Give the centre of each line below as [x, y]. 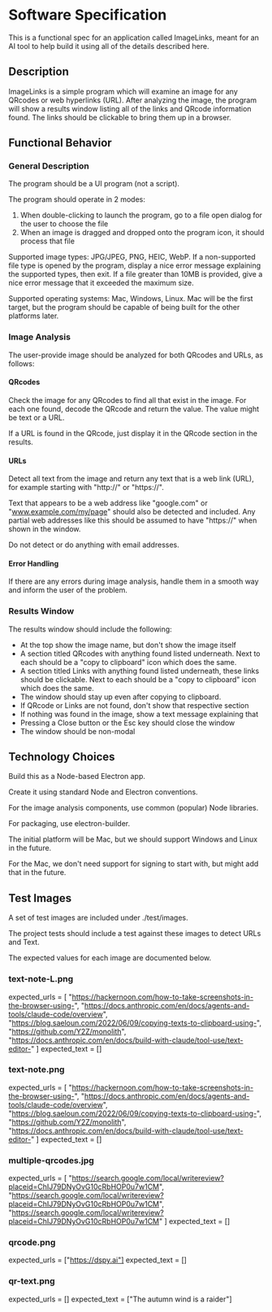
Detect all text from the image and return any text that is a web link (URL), [131, 479]
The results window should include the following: [90, 629]
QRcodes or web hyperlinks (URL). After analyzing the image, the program [133, 100]
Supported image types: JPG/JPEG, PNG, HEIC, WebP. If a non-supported [132, 257]
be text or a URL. [37, 418]
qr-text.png [32, 1281]
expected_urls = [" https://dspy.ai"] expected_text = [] [97, 1260]
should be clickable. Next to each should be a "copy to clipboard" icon [138, 679]
